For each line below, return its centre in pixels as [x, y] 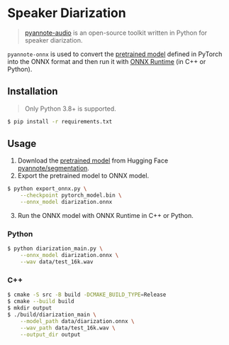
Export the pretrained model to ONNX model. [83, 176]
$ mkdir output [30, 308]
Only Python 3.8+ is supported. [71, 109]
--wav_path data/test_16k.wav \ [68, 328]
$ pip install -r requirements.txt [60, 121]
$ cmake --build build [41, 302]
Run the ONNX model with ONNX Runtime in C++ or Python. [105, 216]
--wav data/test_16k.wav [57, 262]
